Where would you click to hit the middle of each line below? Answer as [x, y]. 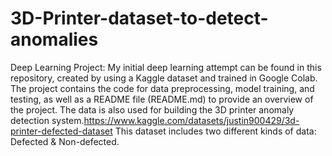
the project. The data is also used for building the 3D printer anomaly [152, 109]
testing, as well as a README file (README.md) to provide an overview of [162, 99]
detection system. [47, 120]
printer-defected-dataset [61, 131]
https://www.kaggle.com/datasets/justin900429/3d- [191, 120]
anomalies [54, 39]
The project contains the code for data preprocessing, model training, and [162, 88]
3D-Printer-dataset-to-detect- [139, 18]
